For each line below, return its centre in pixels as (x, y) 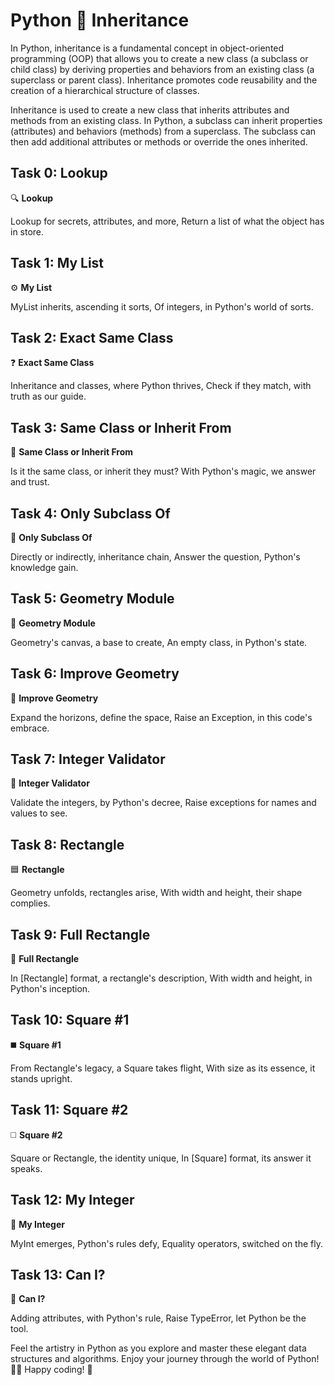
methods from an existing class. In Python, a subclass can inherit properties (166, 120)
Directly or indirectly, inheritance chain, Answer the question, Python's (155, 557)
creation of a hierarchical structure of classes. (105, 90)
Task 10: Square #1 (70, 1020)
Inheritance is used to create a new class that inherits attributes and (150, 110)
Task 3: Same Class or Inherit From (121, 427)
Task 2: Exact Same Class (92, 337)
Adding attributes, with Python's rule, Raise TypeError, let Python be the (158, 1318)
